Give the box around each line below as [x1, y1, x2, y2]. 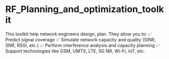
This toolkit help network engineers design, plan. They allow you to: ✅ [5, 31, 152, 37]
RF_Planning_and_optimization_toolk [5, 4, 164, 15]
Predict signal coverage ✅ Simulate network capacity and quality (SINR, [5, 36, 156, 42]
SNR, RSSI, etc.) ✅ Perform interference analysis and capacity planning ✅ [5, 42, 160, 48]
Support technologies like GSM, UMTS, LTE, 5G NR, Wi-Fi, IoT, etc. [5, 48, 145, 54]
